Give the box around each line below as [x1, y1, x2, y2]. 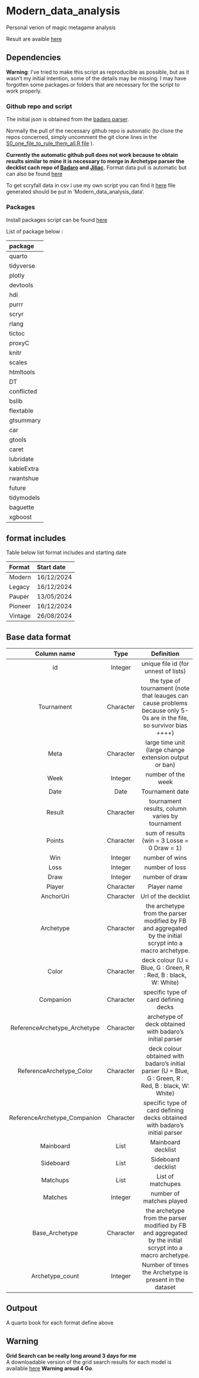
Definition [150, 649, 179, 657]
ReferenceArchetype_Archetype [10, 1024, 100, 1032]
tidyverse [9, 262, 36, 270]
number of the [145, 770, 185, 778]
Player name [147, 882, 182, 891]
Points [46, 836, 64, 845]
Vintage [9, 612, 31, 620]
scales [9, 358, 28, 367]
